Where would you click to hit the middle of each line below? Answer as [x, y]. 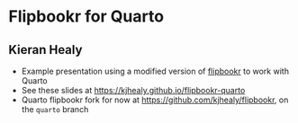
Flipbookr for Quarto [86, 17]
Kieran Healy [45, 50]
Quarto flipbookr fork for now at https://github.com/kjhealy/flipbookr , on [155, 100]
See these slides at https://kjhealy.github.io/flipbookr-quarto [133, 90]
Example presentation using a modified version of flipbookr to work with [155, 71]
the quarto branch [55, 109]
